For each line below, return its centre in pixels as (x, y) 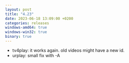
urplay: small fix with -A (36, 55)
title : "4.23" (20, 14)
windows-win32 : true (26, 32)
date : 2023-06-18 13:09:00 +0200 (39, 18)
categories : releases (27, 23)
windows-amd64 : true (26, 28)
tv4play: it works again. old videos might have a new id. (68, 50)
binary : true (18, 37)
